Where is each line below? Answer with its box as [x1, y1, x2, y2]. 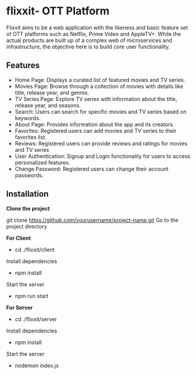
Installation [6, 189, 49, 199]
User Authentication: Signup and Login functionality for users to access [14, 153, 191, 160]
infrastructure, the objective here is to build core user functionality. [6, 43, 170, 50]
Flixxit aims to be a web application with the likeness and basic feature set [6, 24, 188, 31]
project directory [6, 222, 48, 230]
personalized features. [14, 158, 70, 166]
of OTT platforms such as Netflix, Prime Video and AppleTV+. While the [6, 30, 182, 37]
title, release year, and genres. [14, 89, 89, 96]
